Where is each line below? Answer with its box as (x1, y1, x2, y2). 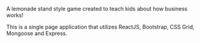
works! (6, 12, 24, 19)
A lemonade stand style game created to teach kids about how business (6, 5, 188, 12)
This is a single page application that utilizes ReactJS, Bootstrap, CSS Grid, (6, 24, 195, 30)
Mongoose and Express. (6, 30, 68, 37)
